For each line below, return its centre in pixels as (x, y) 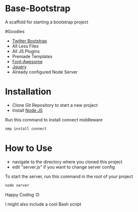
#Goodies (15, 31)
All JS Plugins (26, 51)
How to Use (29, 148)
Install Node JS (27, 110)
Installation (28, 92)
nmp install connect (26, 129)
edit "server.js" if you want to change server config (63, 167)
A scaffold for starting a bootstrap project (47, 22)
